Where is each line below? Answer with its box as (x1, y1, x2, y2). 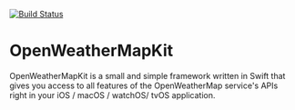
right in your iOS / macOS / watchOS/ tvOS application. (9, 89, 216, 100)
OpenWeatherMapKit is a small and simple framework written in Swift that (9, 70, 286, 81)
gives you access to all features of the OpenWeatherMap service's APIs (9, 80, 279, 91)
